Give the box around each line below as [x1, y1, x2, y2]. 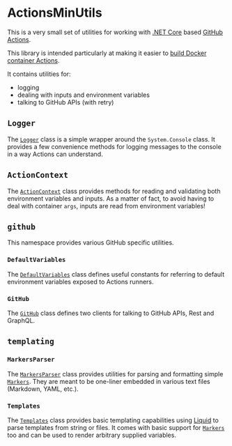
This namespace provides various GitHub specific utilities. [7, 238, 174, 247]
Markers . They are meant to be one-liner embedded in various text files [7, 377, 210, 385]
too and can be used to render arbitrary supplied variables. [7, 431, 176, 439]
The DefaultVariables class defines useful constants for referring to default [7, 270, 225, 278]
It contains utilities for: [7, 70, 71, 78]
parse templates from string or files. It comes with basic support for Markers [7, 423, 225, 431]
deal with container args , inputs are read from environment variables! [7, 201, 206, 210]
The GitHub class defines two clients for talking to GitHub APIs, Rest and [7, 309, 215, 317]
